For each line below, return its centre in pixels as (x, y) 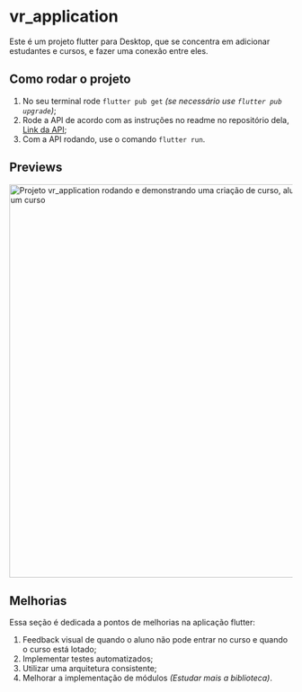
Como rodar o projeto (70, 80)
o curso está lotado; (59, 650)
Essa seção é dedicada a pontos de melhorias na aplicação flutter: (133, 623)
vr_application (64, 17)
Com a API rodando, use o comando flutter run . (114, 139)
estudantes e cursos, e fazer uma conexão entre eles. (109, 50)
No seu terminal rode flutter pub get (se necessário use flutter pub (152, 101)
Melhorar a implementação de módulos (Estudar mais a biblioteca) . (147, 678)
